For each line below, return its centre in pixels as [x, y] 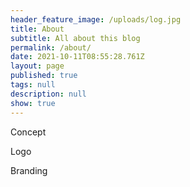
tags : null [33, 85]
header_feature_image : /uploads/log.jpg [96, 19]
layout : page [37, 66]
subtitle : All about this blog [75, 38]
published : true [44, 76]
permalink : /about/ [51, 47]
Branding [29, 170]
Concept [28, 132]
